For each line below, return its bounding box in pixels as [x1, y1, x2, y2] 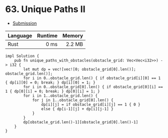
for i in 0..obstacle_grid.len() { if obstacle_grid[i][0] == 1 [23, 76, 161, 81]
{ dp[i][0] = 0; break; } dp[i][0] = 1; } [5, 80, 96, 85]
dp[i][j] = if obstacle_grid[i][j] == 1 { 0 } [41, 102, 141, 107]
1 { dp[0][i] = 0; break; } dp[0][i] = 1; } [5, 89, 100, 94]
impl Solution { [5, 53, 39, 58]
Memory [62, 32, 83, 39]
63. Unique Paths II [5, 4, 86, 15]
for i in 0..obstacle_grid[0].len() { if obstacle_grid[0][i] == [23, 84, 163, 89]
